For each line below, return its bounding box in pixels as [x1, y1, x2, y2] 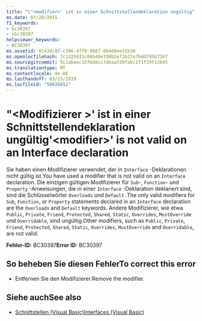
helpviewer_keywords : [6, 37, 61, 43]
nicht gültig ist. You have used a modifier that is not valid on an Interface [6, 172, 186, 179]
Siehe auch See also [6, 293, 82, 303]
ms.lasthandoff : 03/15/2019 [6, 76, 77, 82]
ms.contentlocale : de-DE [6, 70, 69, 76]
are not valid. [6, 229, 39, 237]
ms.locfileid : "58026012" [6, 82, 71, 88]
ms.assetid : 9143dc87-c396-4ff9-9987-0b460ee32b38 [6, 48, 136, 54]
